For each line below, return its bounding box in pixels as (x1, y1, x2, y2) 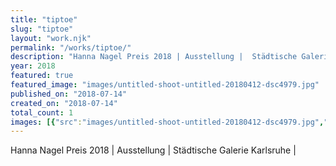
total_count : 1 (10, 107, 74, 118)
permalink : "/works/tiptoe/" (10, 42, 132, 53)
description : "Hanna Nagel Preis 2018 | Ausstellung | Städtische (10, 52, 298, 62)
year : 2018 (10, 61, 56, 71)
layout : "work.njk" (10, 33, 92, 43)
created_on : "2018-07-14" (10, 98, 118, 108)
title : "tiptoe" (10, 14, 78, 25)
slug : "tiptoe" (10, 24, 74, 34)
